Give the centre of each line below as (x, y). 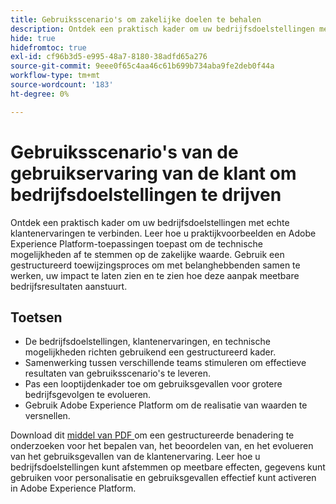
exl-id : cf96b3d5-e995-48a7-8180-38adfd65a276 (109, 57)
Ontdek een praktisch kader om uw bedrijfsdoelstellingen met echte (150, 222)
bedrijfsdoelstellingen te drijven (146, 194)
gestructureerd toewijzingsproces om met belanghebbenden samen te (155, 265)
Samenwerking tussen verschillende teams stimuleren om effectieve (165, 363)
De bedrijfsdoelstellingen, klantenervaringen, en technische (147, 342)
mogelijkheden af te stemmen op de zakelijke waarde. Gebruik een (147, 254)
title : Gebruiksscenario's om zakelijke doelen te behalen (136, 19)
